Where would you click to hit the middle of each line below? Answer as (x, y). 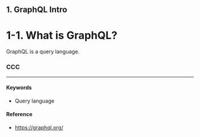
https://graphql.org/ (39, 128)
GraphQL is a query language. (43, 52)
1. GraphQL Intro (37, 10)
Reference (19, 114)
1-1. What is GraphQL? (62, 35)
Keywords (19, 88)
